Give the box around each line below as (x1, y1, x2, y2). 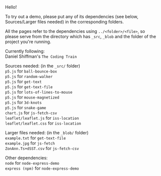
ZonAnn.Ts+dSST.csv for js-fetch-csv (5, 146, 79, 151)
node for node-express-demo (5, 160, 60, 166)
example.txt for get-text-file (5, 135, 66, 141)
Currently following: (5, 49, 45, 54)
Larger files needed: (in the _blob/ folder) (5, 130, 89, 135)
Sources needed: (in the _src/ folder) (5, 63, 81, 69)
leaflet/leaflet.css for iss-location (5, 120, 82, 126)
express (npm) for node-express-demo (5, 165, 79, 171)
